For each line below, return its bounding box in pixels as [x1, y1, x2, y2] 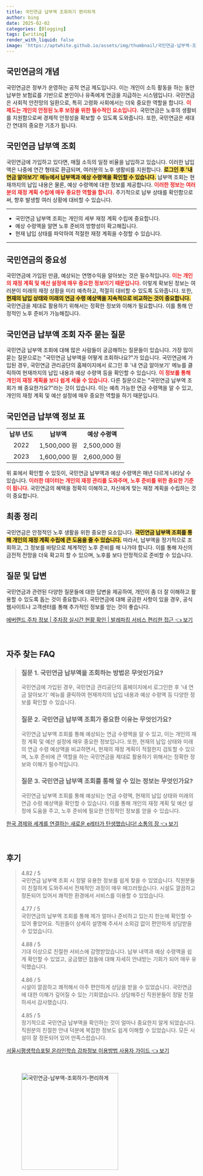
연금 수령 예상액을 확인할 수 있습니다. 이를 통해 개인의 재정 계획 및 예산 [21, 800, 187, 807]
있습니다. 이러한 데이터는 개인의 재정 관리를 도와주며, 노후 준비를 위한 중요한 [6, 476, 183, 484]
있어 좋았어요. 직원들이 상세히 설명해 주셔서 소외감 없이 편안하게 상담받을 [21, 919, 192, 927]
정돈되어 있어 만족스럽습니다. [39, 1034, 107, 1041]
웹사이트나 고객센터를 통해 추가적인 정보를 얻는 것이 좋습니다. [6, 603, 150, 610]
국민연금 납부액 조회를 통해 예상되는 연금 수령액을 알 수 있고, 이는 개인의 [21, 730, 190, 737]
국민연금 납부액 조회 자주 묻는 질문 [6, 329, 126, 340]
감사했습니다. [37, 998, 68, 1005]
